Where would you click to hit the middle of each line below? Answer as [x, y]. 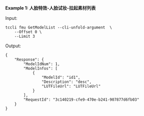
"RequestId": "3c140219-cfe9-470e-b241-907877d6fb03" [81, 100]
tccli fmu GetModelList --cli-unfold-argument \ [59, 27]
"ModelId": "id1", [61, 77]
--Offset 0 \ [28, 32]
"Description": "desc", [67, 82]
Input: [11, 18]
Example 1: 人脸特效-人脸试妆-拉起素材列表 [50, 8]
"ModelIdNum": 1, [42, 64]
